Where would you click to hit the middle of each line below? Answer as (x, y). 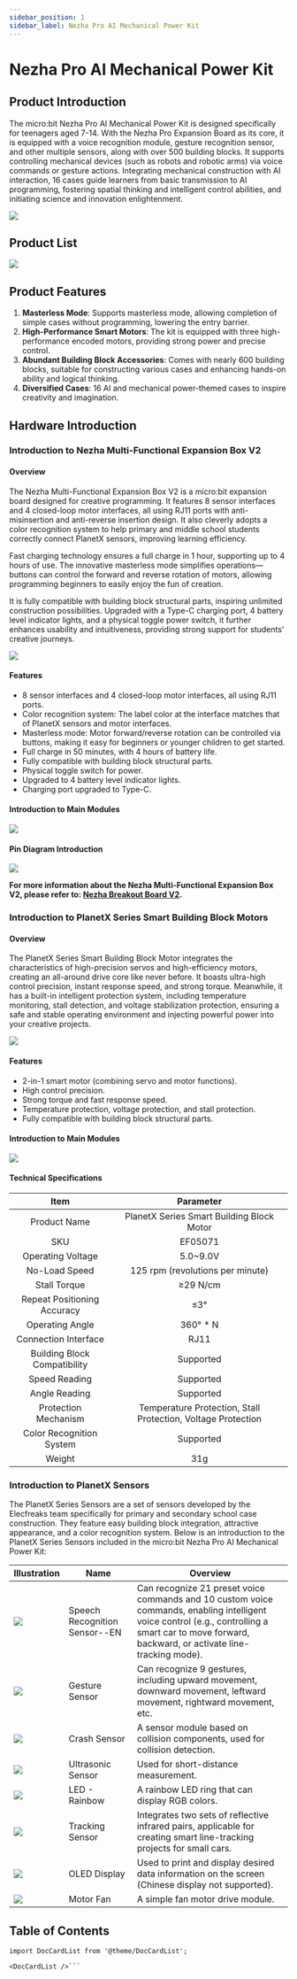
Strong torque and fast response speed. (95, 1100)
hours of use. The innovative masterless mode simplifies (112, 565)
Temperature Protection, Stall (199, 1407)
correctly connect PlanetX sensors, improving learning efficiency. (128, 538)
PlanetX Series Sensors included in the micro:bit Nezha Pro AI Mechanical (144, 1542)
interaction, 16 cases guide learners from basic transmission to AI (128, 180)
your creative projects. (50, 1024)
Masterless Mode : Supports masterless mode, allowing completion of (149, 313)
